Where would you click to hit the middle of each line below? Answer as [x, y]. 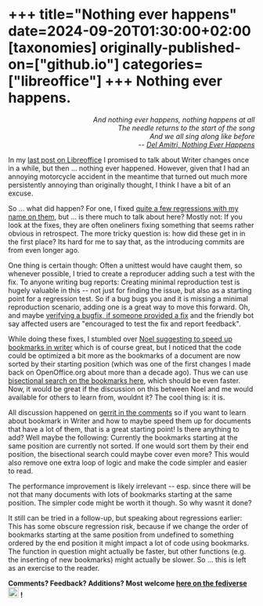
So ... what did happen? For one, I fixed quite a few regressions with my [123, 208]
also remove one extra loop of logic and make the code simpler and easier [128, 462]
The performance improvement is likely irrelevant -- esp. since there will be [130, 486]
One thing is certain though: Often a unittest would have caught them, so [125, 265]
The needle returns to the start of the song [186, 128]
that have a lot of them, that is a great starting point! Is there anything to [124, 429]
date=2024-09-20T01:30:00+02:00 [130, 31]
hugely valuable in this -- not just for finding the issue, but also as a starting [130, 290]
